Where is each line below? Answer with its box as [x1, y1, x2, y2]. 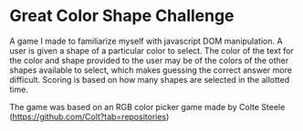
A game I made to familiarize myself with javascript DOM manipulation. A [9, 35, 283, 46]
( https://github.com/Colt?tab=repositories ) [9, 111, 170, 122]
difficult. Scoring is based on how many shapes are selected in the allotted [9, 74, 290, 85]
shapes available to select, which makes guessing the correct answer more [9, 65, 292, 76]
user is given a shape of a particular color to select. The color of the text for [9, 45, 295, 55]
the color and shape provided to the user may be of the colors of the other [9, 55, 289, 65]
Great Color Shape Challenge [9, 5, 235, 26]
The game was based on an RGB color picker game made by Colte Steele [9, 101, 286, 112]
